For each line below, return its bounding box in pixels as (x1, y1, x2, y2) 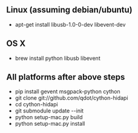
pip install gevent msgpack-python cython (15, 88, 121, 96)
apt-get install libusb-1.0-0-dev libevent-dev (15, 21, 126, 28)
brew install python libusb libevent (15, 54, 101, 62)
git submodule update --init (15, 107, 84, 114)
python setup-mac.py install (15, 120, 85, 128)
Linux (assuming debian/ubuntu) (6, 5, 133, 15)
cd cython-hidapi (15, 101, 59, 108)
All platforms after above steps (6, 72, 125, 82)
